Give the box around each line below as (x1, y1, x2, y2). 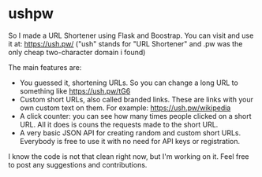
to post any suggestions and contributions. (8, 160, 148, 169)
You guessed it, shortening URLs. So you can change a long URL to (19, 78, 238, 87)
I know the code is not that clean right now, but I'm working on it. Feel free (8, 151, 250, 161)
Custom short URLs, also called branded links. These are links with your (19, 94, 254, 104)
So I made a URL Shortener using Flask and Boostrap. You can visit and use (8, 31, 254, 40)
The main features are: (8, 62, 82, 72)
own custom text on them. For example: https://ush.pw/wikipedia (19, 103, 231, 112)
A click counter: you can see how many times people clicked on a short (19, 111, 252, 120)
